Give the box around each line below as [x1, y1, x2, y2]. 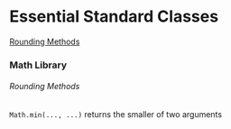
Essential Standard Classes [9, 6, 219, 27]
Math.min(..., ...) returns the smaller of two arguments [9, 109, 223, 120]
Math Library [9, 59, 68, 71]
